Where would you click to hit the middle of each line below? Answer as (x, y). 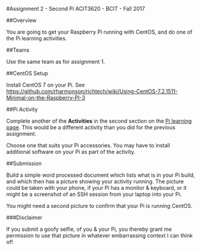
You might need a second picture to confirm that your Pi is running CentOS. (100, 206)
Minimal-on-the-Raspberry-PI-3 (46, 98)
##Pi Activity (22, 109)
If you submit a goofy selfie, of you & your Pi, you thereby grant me (89, 229)
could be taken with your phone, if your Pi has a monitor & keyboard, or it (97, 188)
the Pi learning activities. (37, 38)
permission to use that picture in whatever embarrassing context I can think (100, 236)
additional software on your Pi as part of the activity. (71, 152)
